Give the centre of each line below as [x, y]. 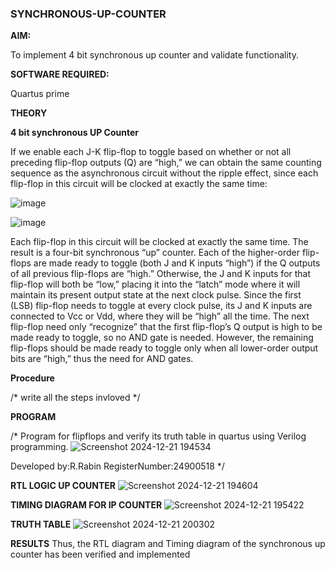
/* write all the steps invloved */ [75, 398]
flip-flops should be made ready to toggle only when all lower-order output [164, 348]
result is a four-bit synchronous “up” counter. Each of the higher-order [155, 253]
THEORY [29, 113]
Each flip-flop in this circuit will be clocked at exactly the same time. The [159, 242]
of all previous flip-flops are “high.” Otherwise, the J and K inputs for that [161, 274]
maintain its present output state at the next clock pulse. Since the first [156, 295]
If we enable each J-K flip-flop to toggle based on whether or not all [151, 152]
